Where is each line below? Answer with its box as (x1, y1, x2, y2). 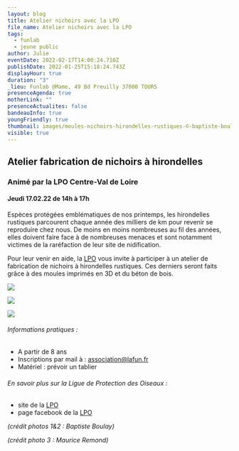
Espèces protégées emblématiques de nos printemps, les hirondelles (7, 210, 210, 219)
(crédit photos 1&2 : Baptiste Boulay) (7, 422, 115, 430)
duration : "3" (7, 76, 50, 84)
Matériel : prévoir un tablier (17, 363, 97, 371)
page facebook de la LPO (17, 408, 92, 417)
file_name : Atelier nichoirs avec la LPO (7, 23, 132, 31)
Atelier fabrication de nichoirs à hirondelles (7, 156, 203, 168)
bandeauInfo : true (7, 109, 62, 116)
